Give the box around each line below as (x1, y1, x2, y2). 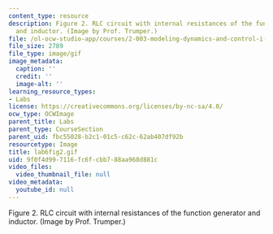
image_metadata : (8, 58, 63, 66)
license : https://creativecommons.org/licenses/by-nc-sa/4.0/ (8, 102, 223, 110)
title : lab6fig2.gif (8, 148, 79, 156)
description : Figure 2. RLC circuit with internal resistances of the (8, 19, 253, 28)
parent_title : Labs (8, 118, 75, 126)
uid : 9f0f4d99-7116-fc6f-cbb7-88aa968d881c (8, 155, 158, 163)
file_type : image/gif (8, 50, 82, 58)
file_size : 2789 (8, 42, 63, 50)
